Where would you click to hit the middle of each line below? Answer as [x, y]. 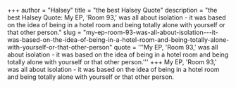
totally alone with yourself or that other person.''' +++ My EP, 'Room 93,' [112, 62]
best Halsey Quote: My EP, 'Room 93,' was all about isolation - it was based [117, 17]
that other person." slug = [45, 32]
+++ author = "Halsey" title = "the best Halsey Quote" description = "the [112, 10]
